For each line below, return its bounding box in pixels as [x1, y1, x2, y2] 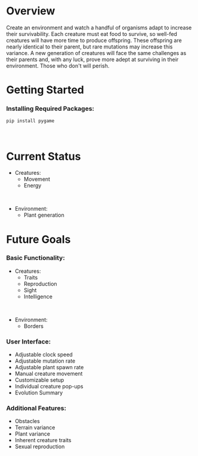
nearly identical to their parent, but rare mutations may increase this [6, 43, 173, 50]
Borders [23, 322, 44, 330]
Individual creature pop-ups [14, 383, 83, 390]
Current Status [6, 150, 81, 163]
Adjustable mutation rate [14, 357, 76, 364]
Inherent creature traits [14, 437, 72, 444]
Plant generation [23, 211, 64, 219]
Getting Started [6, 83, 85, 97]
